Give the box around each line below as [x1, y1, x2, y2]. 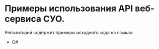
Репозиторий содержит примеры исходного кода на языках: [4, 29, 134, 35]
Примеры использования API [4, 3, 133, 14]
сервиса [4, 13, 42, 24]
